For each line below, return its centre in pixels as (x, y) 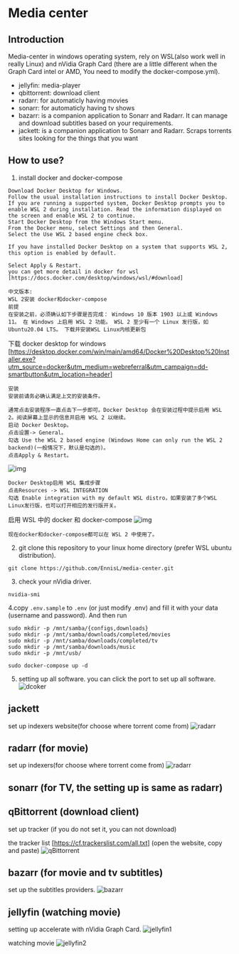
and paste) (24, 850)
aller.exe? (22, 359)
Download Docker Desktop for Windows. (65, 191)
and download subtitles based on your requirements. (96, 123)
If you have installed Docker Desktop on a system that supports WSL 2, (118, 247)
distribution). (37, 555)
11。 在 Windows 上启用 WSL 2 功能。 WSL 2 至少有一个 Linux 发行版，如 (108, 322)
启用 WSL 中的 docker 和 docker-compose (70, 519)
